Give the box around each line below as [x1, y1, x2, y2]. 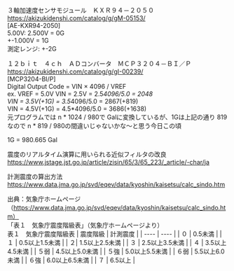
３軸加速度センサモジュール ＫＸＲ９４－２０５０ [7, 6, 155, 14]
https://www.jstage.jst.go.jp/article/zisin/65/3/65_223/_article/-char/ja [7, 158, 210, 166]
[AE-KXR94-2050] [7, 22, 61, 29]
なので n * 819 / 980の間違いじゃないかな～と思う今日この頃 [7, 122, 182, 130]
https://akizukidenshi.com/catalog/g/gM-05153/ [7, 14, 146, 22]
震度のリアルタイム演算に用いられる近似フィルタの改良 [7, 150, 167, 158]
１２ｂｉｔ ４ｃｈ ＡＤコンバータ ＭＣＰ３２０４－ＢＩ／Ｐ [7, 60, 191, 68]
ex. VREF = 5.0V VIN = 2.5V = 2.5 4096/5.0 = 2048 [7, 90, 153, 98]
